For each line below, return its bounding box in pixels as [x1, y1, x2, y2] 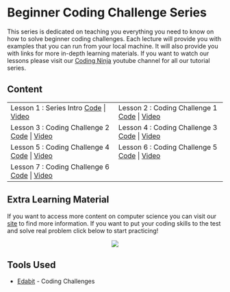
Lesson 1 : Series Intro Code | [10, 103, 106, 112]
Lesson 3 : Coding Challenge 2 [10, 122, 110, 132]
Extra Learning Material [7, 194, 110, 206]
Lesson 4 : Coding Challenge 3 [118, 122, 218, 132]
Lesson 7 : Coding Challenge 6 [10, 162, 110, 172]
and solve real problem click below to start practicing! [7, 226, 159, 235]
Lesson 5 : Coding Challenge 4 [10, 142, 110, 152]
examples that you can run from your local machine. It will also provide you [7, 42, 219, 50]
